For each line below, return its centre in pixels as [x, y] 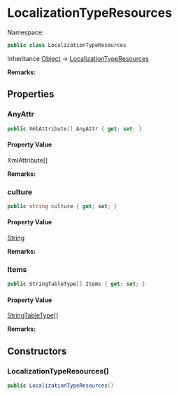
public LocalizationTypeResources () [60, 386]
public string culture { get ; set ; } [62, 206]
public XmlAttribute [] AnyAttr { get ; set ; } [74, 129]
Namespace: [26, 32]
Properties [31, 94]
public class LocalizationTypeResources [67, 45]
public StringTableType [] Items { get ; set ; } [76, 284]
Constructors [37, 351]
